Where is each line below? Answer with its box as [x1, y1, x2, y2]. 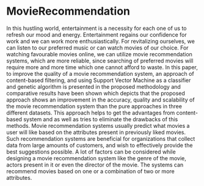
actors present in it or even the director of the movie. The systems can [6, 161, 184, 168]
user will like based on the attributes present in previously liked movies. [6, 128, 186, 136]
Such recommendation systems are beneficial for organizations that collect [6, 135, 195, 142]
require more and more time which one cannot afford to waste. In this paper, [6, 63, 199, 71]
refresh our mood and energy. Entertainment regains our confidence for [6, 31, 188, 38]
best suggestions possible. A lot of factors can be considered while [6, 148, 176, 155]
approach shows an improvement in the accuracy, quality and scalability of [6, 96, 195, 103]
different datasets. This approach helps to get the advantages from [6, 109, 175, 116]
